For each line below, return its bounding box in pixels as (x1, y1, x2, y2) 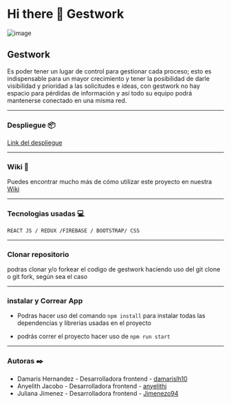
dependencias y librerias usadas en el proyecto (16, 319, 151, 327)
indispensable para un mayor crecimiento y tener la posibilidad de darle (7, 74, 210, 82)
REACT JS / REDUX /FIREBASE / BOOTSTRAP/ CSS (7, 227, 140, 234)
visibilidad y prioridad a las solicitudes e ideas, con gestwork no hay (7, 82, 201, 90)
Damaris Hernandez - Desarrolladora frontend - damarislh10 (16, 374, 188, 383)
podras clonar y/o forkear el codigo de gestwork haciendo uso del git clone (7, 265, 221, 273)
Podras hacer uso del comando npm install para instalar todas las (16, 312, 206, 320)
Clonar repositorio (7, 249, 69, 259)
